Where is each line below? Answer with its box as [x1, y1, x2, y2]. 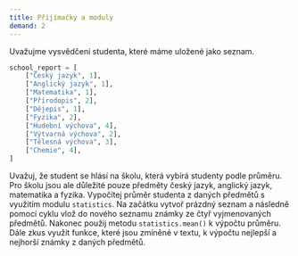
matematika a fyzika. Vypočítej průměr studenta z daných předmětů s [9, 189, 266, 200]
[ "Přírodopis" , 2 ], [25, 96, 98, 105]
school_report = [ [9, 63, 78, 72]
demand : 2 [9, 21, 46, 30]
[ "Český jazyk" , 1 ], [25, 71, 102, 80]
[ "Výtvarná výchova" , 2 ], [25, 129, 122, 138]
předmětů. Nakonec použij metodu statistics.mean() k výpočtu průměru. [9, 218, 281, 228]
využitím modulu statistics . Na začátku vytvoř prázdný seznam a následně [9, 199, 290, 210]
